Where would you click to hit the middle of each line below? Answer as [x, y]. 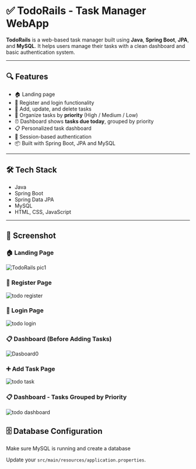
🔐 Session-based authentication [53, 136]
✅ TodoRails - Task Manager [76, 11]
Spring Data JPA [34, 199]
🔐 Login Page [25, 311]
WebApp [28, 24]
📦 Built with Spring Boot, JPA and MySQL [65, 143]
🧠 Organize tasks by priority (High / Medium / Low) [76, 115]
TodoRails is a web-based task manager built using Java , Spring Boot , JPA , [98, 40]
